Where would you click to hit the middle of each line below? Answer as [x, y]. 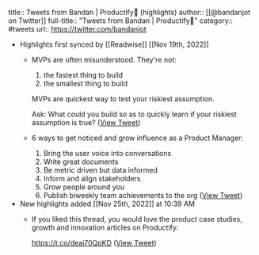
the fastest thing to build [83, 75]
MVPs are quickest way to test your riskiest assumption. [123, 99]
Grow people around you [84, 187]
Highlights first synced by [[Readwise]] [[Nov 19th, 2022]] [114, 44]
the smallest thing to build [86, 84]
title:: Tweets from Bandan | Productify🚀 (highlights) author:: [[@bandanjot [129, 12]
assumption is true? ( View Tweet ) [86, 122]
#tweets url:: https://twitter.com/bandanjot [77, 29]
